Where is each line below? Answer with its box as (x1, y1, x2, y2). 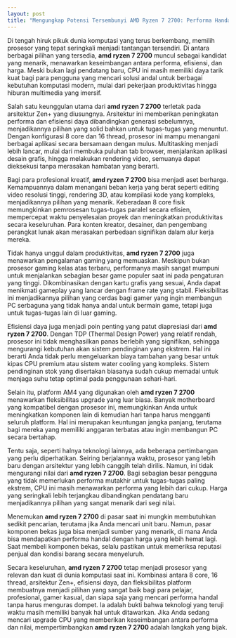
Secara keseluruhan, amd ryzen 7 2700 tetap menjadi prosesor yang (7, 563, 207, 571)
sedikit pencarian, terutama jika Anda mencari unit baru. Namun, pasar (7, 519, 212, 528)
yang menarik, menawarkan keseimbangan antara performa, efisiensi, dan (7, 58, 223, 67)
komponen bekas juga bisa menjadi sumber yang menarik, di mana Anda (7, 527, 218, 535)
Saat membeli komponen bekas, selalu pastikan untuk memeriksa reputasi (7, 542, 222, 550)
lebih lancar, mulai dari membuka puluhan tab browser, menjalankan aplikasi (7, 147, 228, 155)
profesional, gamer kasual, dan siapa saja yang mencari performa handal (7, 593, 218, 601)
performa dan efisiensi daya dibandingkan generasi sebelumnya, (7, 117, 195, 125)
